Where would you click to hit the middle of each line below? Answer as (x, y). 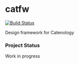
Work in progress (23, 56)
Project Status (23, 45)
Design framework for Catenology (40, 32)
